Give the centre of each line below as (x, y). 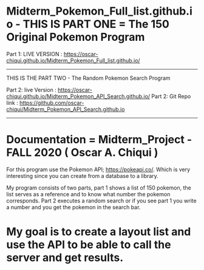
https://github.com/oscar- (52, 102)
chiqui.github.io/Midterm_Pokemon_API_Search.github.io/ (78, 96)
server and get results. (65, 258)
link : (12, 102)
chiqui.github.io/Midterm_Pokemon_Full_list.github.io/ (73, 60)
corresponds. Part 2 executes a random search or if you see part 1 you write (101, 201)
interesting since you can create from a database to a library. (83, 176)
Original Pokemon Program (76, 37)
